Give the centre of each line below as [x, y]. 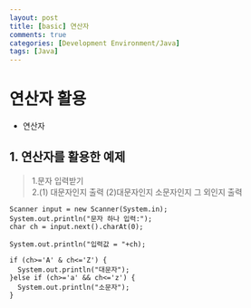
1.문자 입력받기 [58, 180]
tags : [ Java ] [34, 52]
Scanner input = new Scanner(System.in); [89, 209]
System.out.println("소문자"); [73, 287]
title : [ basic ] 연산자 [49, 26]
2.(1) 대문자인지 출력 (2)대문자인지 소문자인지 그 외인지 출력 [137, 192]
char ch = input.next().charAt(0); [77, 226]
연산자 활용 [48, 99]
